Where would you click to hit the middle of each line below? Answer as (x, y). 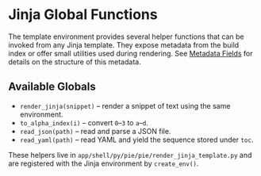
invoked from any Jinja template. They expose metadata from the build (124, 44)
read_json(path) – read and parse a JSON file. (95, 131)
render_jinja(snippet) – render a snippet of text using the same (125, 105)
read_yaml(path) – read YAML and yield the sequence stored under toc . (136, 140)
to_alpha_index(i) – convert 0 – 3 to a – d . (84, 122)
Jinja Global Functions (83, 15)
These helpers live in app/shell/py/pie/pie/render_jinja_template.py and (130, 155)
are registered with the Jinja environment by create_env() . (104, 163)
